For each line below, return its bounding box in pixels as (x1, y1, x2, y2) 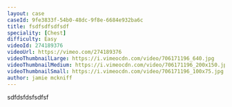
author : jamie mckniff (7, 74, 72, 81)
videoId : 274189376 (7, 42, 64, 49)
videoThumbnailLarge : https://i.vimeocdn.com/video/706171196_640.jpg (7, 55, 215, 62)
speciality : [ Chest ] (7, 29, 67, 37)
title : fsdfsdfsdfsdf (7, 23, 70, 30)
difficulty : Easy (7, 36, 57, 43)
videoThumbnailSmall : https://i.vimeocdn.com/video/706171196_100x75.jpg (7, 68, 224, 75)
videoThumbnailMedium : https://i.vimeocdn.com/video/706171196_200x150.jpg (7, 61, 230, 68)
